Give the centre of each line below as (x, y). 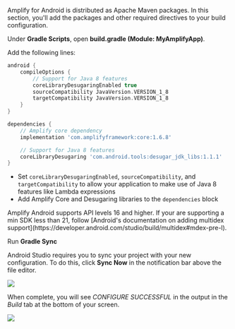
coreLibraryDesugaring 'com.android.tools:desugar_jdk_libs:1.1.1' (121, 157)
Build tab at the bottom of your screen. (64, 305)
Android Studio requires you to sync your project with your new (100, 255)
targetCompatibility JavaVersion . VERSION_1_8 (101, 98)
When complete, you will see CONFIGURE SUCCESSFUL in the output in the (117, 297)
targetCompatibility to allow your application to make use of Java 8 (117, 184)
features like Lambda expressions (66, 192)
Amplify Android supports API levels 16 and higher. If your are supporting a (116, 213)
